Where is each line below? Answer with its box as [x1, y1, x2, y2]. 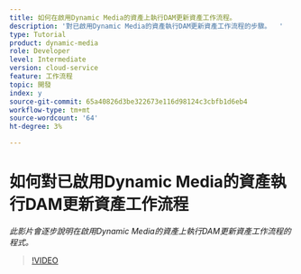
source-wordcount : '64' [9, 114, 99, 123]
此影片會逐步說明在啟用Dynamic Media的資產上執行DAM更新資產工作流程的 [9, 225, 291, 236]
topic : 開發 [9, 80, 51, 89]
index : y [9, 88, 42, 97]
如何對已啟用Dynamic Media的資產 [9, 172, 271, 192]
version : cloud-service [9, 64, 99, 73]
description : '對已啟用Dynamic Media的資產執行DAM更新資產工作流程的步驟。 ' [9, 22, 284, 31]
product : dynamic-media [9, 38, 99, 48]
